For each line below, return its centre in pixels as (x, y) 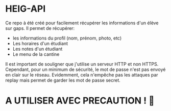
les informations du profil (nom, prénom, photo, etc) (67, 38)
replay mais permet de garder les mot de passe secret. (63, 80)
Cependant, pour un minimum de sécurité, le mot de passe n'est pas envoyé (86, 69)
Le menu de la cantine (36, 54)
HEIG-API (26, 9)
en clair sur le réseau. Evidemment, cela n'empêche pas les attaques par (82, 75)
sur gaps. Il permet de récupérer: (40, 28)
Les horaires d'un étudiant (40, 43)
